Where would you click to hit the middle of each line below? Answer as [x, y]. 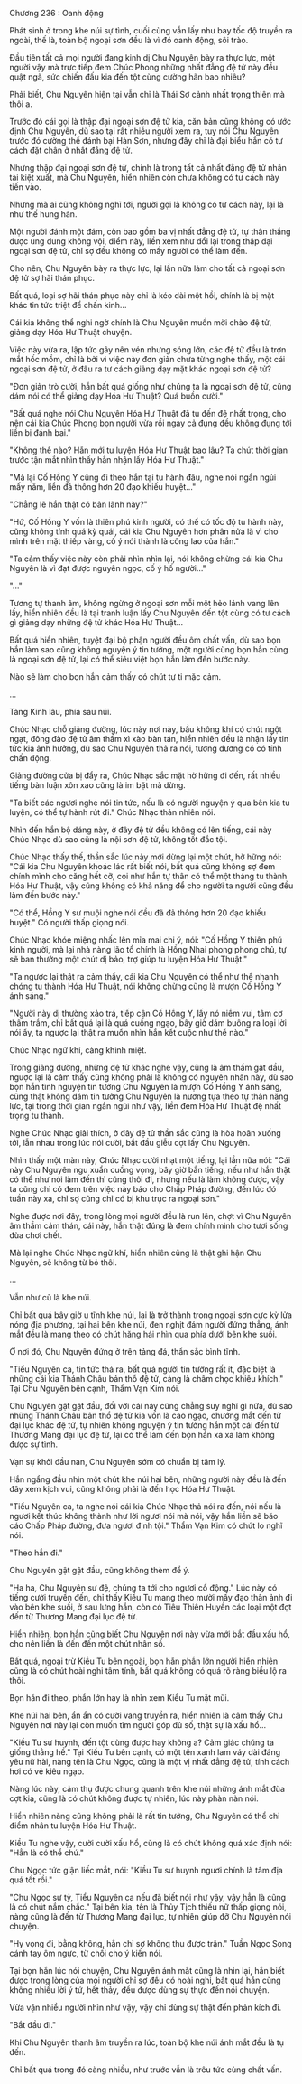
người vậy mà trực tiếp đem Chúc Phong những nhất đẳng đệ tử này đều [144, 67]
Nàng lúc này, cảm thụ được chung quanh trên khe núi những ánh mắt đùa [147, 1789]
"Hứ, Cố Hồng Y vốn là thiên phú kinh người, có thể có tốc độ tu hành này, [146, 522]
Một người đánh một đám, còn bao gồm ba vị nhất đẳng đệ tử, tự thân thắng [150, 231]
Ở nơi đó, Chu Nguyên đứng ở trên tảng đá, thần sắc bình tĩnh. [125, 1352]
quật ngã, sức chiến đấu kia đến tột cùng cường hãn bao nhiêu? [128, 77]
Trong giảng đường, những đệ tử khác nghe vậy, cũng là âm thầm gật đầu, [147, 1067]
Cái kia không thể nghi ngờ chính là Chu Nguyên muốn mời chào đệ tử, [141, 323]
